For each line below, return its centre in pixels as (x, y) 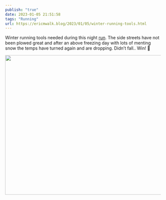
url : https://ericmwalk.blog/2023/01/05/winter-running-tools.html (76, 24)
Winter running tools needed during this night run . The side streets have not (82, 38)
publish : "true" (22, 10)
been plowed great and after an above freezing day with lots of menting (78, 43)
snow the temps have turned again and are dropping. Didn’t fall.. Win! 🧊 (78, 48)
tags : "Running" (22, 19)
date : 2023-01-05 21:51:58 (33, 14)
